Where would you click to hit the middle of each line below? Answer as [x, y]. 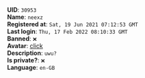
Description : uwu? [32, 53]
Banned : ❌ [22, 39]
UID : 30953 [22, 10]
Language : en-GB [31, 67]
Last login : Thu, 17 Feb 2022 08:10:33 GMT [67, 31]
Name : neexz [25, 17]
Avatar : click [25, 46]
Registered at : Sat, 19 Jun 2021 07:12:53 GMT [72, 24]
